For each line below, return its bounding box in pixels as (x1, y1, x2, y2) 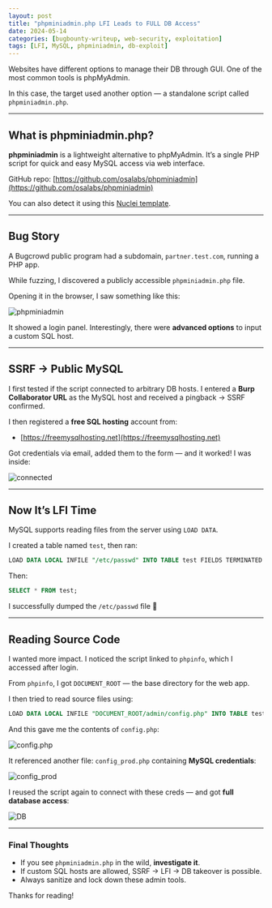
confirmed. (8, 400, 45, 410)
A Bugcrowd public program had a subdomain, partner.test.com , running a (8, 251, 259, 260)
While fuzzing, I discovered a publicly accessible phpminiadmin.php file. (8, 275, 245, 285)
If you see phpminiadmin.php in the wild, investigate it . (19, 858, 201, 867)
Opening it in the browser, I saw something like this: (8, 291, 181, 301)
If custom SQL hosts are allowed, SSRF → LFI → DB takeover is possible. (19, 867, 262, 876)
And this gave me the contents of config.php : (8, 724, 159, 734)
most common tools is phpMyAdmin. (8, 73, 131, 83)
